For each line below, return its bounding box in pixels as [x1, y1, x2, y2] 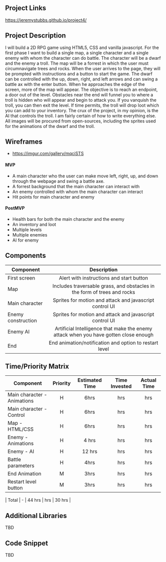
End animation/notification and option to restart [48, 339, 159, 346]
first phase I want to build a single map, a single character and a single [5, 49, 149, 56]
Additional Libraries [5, 511, 67, 520]
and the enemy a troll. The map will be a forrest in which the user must [5, 60, 149, 66]
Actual [140, 377, 157, 384]
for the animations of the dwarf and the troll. [5, 123, 95, 129]
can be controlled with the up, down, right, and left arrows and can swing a [5, 76, 158, 82]
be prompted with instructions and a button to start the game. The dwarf [5, 71, 153, 77]
